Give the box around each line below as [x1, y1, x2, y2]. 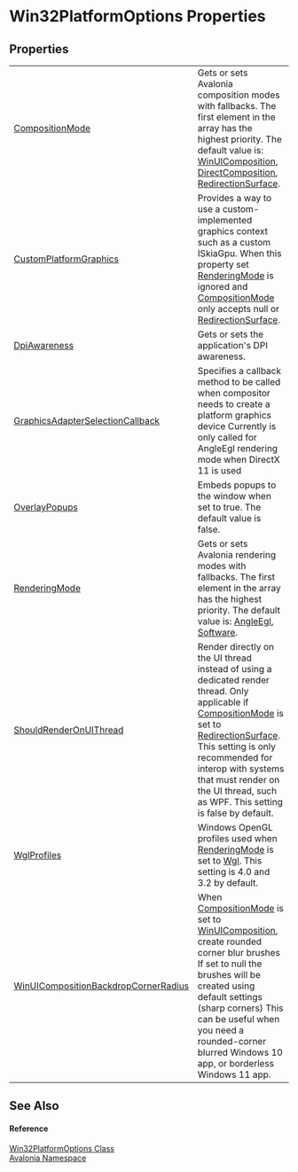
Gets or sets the [197, 328, 264, 340]
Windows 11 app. [197, 1068, 271, 1081]
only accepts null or [197, 303, 279, 315]
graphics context [197, 225, 269, 237]
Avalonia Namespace [9, 1152, 87, 1163]
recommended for [197, 752, 273, 763]
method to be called [197, 376, 281, 387]
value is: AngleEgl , [197, 615, 274, 627]
